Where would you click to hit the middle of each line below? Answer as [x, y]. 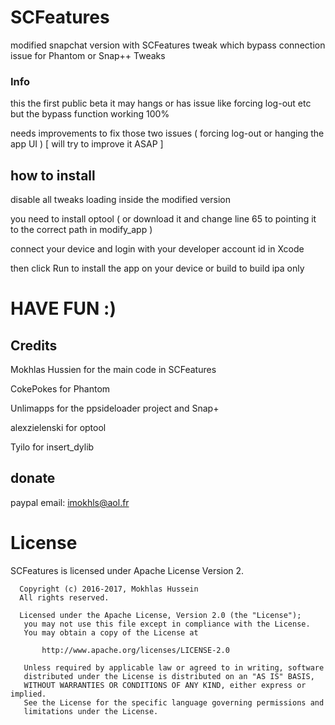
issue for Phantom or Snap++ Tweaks [88, 55]
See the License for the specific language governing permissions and [174, 702]
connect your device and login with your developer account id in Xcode [157, 249]
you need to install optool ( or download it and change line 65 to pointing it [163, 219]
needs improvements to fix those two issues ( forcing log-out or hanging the [167, 133]
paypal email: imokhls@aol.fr [70, 502]
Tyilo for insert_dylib [52, 447]
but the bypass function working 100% [90, 114]
